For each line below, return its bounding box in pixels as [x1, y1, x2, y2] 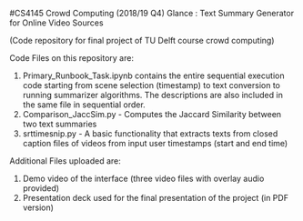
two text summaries [22, 118, 97, 129]
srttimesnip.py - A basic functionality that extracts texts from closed [22, 128, 278, 139]
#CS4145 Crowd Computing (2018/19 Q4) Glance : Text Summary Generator [9, 8, 294, 18]
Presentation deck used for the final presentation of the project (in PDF [22, 193, 289, 203]
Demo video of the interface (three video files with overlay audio [22, 173, 265, 184]
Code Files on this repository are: [9, 53, 135, 63]
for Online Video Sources [9, 17, 104, 28]
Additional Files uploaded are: [9, 156, 121, 166]
